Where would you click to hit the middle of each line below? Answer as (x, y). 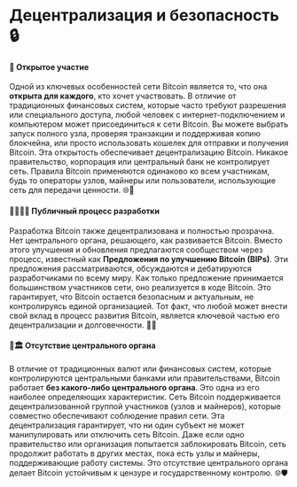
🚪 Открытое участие (49, 66)
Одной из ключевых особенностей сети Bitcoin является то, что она (138, 87)
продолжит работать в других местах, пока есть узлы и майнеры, (134, 453)
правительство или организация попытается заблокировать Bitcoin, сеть (148, 444)
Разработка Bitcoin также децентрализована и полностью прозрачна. (142, 230)
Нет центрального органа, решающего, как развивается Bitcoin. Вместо (146, 240)
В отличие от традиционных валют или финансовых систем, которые (141, 368)
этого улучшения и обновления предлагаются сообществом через (136, 250)
